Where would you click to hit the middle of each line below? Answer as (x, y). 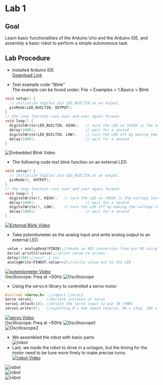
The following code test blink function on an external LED (69, 162)
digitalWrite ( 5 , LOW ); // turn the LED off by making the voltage (81, 207)
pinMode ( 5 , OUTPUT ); (30, 180)
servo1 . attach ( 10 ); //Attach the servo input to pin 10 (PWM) (69, 304)
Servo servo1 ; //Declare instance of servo (55, 299)
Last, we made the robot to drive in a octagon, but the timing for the (80, 348)
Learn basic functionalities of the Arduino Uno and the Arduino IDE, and (76, 38)
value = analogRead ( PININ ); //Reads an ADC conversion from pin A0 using (82, 249)
